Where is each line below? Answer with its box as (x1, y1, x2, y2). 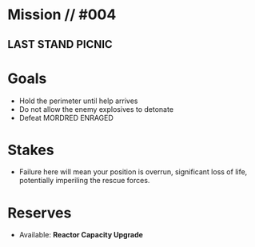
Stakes (7, 141, 54, 159)
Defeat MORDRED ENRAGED (18, 113, 114, 122)
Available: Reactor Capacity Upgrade (18, 230, 143, 240)
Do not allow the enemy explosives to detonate (18, 104, 173, 114)
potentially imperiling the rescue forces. (18, 176, 150, 185)
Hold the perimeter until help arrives (18, 96, 138, 106)
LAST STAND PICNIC (7, 38, 113, 51)
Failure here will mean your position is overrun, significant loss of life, (18, 167, 248, 177)
